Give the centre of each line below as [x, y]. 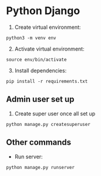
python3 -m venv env [31, 38]
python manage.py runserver [41, 167]
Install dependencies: [41, 70]
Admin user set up [40, 99]
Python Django [43, 11]
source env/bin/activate [36, 59]
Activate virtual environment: [49, 49]
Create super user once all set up [55, 114]
